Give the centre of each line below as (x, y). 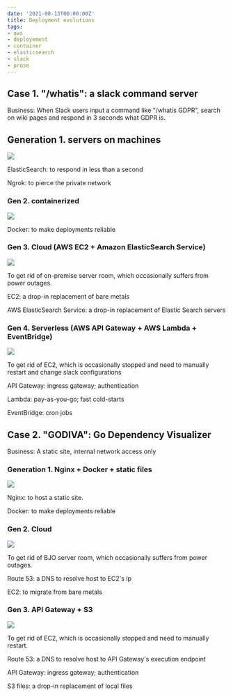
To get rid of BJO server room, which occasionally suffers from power (107, 557)
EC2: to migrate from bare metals (55, 592)
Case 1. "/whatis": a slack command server (103, 94)
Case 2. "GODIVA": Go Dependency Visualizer (109, 435)
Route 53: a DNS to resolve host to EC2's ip (70, 578)
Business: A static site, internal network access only (82, 451)
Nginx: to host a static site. (45, 498)
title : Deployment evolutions (51, 20)
